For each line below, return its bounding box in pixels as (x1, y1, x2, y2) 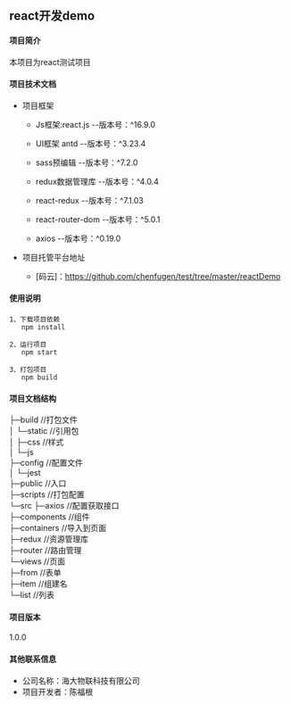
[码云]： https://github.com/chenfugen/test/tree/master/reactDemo (35, 270, 281, 281)
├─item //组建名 (9, 578, 69, 589)
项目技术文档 (9, 79, 56, 89)
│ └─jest (9, 468, 42, 478)
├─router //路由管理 (9, 545, 82, 556)
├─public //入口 (9, 478, 67, 489)
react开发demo (9, 8, 95, 24)
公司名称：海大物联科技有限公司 (21, 675, 140, 685)
